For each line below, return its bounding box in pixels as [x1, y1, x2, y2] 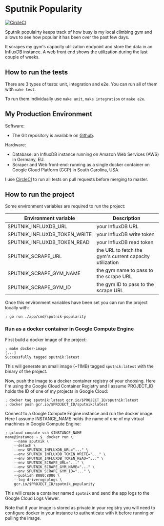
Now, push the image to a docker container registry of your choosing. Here [5, 378, 156, 384]
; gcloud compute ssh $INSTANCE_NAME [5, 430, 82, 435]
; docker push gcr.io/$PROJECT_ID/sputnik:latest [5, 402, 108, 407]
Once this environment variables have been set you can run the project [5, 300, 148, 305]
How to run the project [5, 190, 75, 199]
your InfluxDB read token [96, 239, 154, 246]
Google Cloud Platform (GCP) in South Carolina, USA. [12, 167, 120, 173]
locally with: [5, 305, 29, 311]
